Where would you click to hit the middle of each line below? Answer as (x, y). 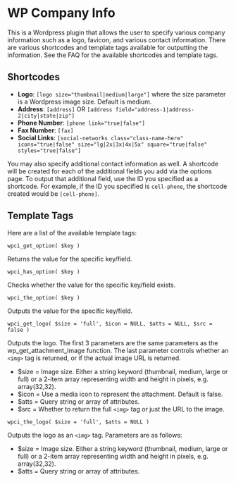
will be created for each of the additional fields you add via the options (110, 171)
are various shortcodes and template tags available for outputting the (108, 47)
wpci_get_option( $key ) (44, 246)
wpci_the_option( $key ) (44, 297)
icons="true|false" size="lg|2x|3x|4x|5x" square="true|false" (112, 144)
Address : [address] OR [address (65, 109)
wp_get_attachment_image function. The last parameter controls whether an (118, 350)
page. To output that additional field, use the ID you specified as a (103, 178)
